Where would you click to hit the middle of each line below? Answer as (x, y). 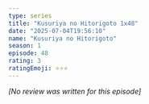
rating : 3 (25, 61)
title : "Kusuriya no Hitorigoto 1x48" (73, 23)
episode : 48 (28, 53)
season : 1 (25, 46)
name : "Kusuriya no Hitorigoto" (62, 38)
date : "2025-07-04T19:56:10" (57, 31)
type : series (30, 16)
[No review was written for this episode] (75, 91)
